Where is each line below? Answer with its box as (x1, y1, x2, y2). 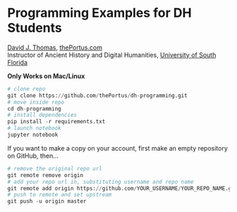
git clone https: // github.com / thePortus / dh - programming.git (7, 92, 188, 99)
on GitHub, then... (7, 151, 59, 160)
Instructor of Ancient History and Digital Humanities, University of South (7, 51, 217, 59)
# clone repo (7, 85, 46, 92)
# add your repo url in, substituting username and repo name (7, 178, 194, 185)
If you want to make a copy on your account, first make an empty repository (7, 144, 228, 152)
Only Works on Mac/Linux (7, 72, 85, 80)
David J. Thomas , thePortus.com (7, 43, 102, 51)
